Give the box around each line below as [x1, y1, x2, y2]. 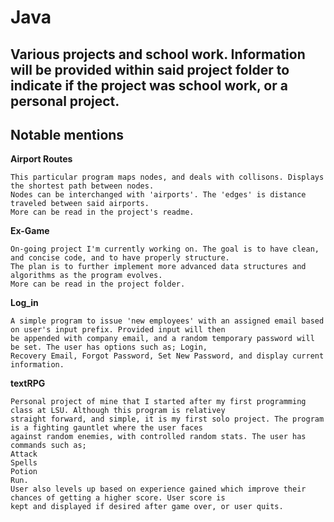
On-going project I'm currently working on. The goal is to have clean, [10, 244, 320, 255]
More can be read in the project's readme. [10, 207, 195, 218]
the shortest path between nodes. [10, 181, 155, 191]
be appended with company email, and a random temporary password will [10, 334, 315, 344]
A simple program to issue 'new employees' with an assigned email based [10, 316, 325, 326]
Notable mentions [10, 126, 125, 143]
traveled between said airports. [10, 199, 150, 209]
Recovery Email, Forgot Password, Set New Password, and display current [10, 351, 325, 361]
